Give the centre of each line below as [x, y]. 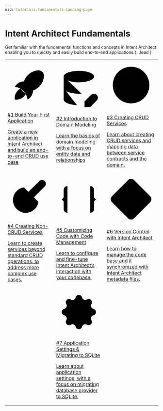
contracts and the [127, 158]
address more [23, 267]
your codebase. [74, 277]
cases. [15, 280]
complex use [22, 274]
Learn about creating [130, 134]
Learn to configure [77, 253]
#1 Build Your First [29, 115]
